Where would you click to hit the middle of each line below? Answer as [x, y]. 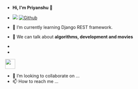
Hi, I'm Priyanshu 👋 [33, 8]
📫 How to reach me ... [35, 81]
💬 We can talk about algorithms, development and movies [72, 37]
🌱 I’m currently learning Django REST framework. [62, 27]
